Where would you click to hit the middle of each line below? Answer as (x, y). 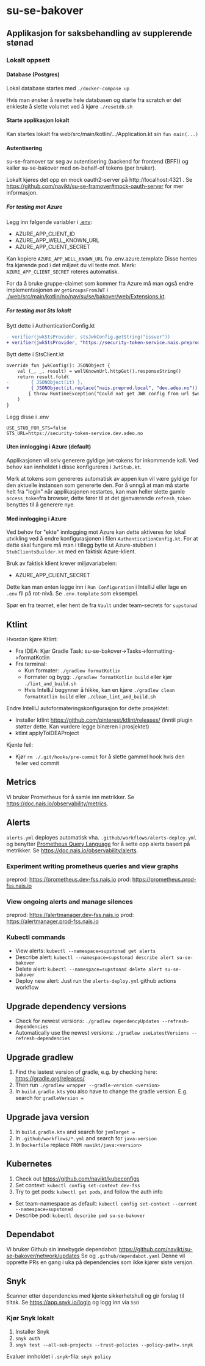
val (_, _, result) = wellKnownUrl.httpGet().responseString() (99, 371)
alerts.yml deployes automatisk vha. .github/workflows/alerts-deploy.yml (102, 837)
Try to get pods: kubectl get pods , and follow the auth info (89, 1192)
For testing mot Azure (34, 207)
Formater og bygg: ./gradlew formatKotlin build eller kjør (98, 677)
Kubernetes (29, 1164)
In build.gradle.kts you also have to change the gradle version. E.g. (101, 1091)
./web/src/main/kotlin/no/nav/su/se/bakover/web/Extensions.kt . (86, 297)
